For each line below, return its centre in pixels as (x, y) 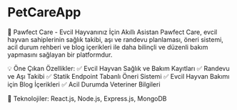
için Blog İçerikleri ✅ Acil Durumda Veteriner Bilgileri (84, 84)
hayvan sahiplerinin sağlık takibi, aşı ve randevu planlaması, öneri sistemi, (115, 39)
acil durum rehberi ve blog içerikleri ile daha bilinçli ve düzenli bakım (108, 47)
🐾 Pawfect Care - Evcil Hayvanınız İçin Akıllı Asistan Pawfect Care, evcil (112, 32)
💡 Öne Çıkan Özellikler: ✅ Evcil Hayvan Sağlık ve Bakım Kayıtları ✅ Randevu (118, 68)
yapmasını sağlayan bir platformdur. (60, 55)
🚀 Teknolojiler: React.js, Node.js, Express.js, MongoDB (87, 98)
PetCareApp (44, 12)
